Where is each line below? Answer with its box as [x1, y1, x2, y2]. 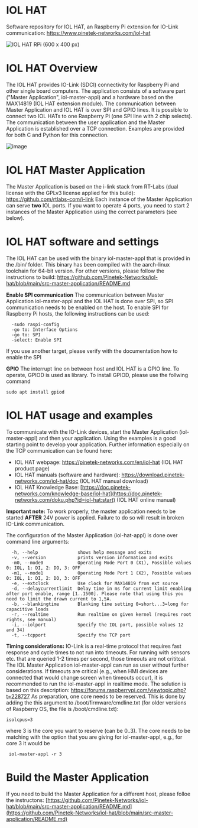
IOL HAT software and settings [6, 235, 160, 248]
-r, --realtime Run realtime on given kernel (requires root [11, 611, 192, 618]
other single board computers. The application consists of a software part [6, 87, 186, 95]
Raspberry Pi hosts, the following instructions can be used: [6, 310, 150, 317]
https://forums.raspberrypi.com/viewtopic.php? [70, 686, 187, 693]
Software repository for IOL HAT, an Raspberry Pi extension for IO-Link [6, 23, 178, 30]
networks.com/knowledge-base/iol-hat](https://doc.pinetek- [14, 490, 163, 497]
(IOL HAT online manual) [116, 496, 176, 503]
